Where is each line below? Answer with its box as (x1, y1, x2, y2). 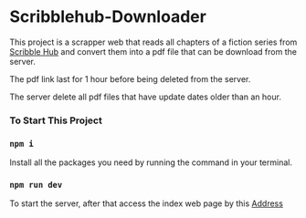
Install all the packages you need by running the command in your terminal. (9, 157, 292, 168)
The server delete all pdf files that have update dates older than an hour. (9, 91, 281, 102)
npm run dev (9, 180, 63, 191)
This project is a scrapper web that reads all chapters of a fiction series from (9, 36, 298, 47)
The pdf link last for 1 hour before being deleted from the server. (9, 73, 251, 84)
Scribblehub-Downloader (9, 6, 207, 27)
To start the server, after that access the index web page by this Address (9, 198, 283, 209)
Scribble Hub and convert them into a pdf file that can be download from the (9, 46, 297, 57)
